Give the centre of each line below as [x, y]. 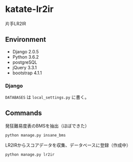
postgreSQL [25, 62]
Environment [26, 40]
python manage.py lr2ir [30, 155]
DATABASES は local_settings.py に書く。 [47, 97]
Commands [24, 113]
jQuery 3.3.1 [24, 67]
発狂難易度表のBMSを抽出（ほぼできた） [47, 126]
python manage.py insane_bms [35, 135]
